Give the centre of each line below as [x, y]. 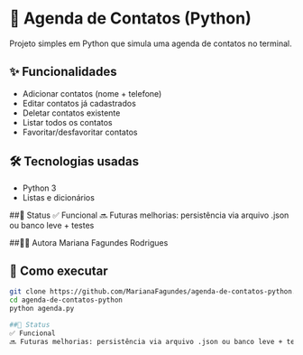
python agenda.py [42, 309]
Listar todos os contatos [67, 122]
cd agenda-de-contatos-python [66, 300]
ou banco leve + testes [52, 225]
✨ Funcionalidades [63, 72]
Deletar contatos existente [71, 113]
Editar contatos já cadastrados [79, 103]
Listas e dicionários [58, 197]
